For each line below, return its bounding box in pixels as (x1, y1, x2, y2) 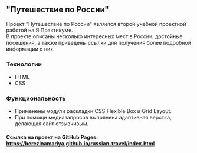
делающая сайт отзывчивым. (14, 120, 89, 127)
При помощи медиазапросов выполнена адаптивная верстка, (14, 114, 172, 121)
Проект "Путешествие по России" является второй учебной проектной (6, 20, 186, 27)
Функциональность (6, 94, 66, 102)
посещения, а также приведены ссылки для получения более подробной (6, 39, 192, 46)
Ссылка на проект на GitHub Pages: (6, 134, 98, 141)
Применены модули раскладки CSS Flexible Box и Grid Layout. (14, 108, 172, 115)
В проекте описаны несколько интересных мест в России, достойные (6, 32, 183, 40)
